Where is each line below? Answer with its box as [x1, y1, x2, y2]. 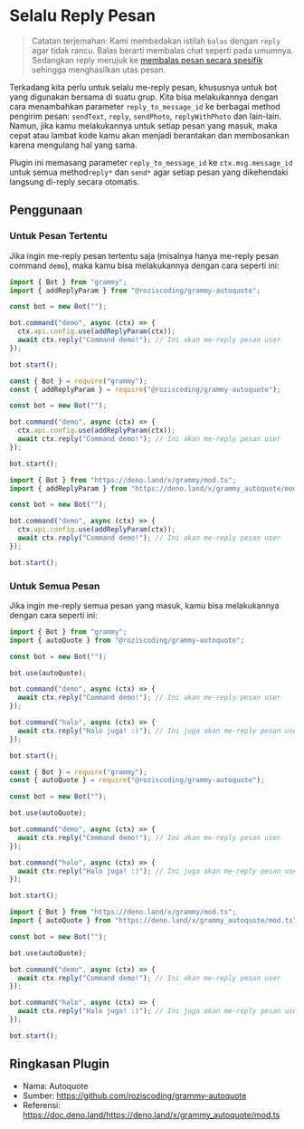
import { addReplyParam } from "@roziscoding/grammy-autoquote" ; [9, 286, 261, 295]
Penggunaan [9, 203, 83, 218]
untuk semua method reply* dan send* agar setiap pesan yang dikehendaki [9, 167, 289, 177]
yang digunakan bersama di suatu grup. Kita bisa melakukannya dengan [9, 91, 279, 102]
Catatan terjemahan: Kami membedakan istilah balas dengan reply [31, 35, 281, 46]
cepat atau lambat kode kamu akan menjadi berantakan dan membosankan [9, 129, 290, 140]
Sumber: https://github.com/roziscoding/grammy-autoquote [22, 1090, 247, 1101]
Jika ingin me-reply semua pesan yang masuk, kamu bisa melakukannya [9, 599, 280, 611]
